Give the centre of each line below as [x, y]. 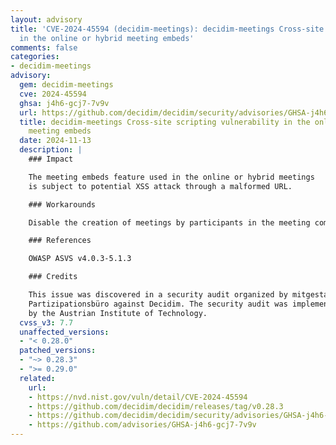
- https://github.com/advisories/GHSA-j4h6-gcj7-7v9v [142, 425]
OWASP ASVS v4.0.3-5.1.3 [80, 259]
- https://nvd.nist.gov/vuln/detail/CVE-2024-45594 [138, 397]
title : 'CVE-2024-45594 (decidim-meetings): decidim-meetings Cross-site [167, 29]
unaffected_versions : [64, 332]
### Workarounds [62, 204]
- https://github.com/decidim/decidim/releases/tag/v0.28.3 [156, 406]
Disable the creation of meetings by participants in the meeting [169, 222]
